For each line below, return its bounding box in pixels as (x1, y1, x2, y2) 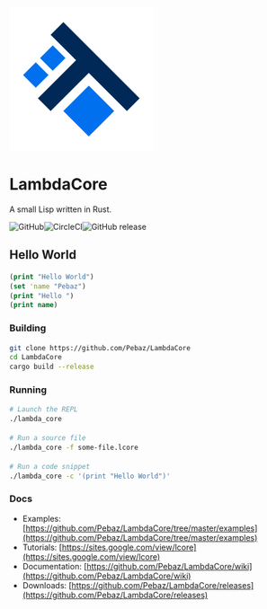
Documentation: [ (22, 560, 87, 571)
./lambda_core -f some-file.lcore (9, 443, 139, 452)
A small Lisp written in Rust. (9, 204, 112, 215)
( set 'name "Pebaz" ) (9, 281, 87, 291)
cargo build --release (9, 362, 94, 372)
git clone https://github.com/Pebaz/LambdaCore (9, 343, 191, 352)
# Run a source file (9, 434, 87, 443)
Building (9, 322, 47, 334)
